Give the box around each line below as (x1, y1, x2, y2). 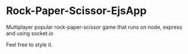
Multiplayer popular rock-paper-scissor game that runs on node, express (6, 23, 183, 31)
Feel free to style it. (6, 41, 53, 48)
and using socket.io (6, 29, 54, 36)
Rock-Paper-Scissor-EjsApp (6, 4, 147, 18)
